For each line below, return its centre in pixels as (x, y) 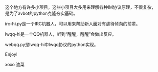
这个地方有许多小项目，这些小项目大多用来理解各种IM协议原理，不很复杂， (80, 7)
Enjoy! (11, 54)
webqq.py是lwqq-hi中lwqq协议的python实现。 (52, 45)
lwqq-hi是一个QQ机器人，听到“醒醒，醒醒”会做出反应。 (61, 34)
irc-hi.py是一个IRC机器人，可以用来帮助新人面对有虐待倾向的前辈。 (73, 24)
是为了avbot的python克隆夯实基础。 (42, 13)
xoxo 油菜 (15, 64)
